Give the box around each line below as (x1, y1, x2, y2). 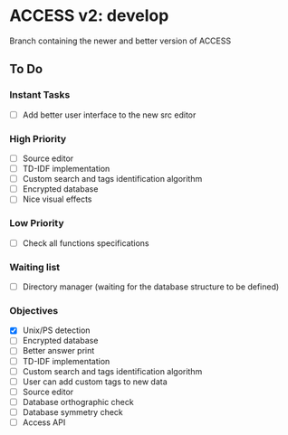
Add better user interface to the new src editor (22, 109, 197, 120)
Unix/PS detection (22, 325, 91, 336)
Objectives (9, 304, 59, 317)
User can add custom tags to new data (22, 376, 168, 387)
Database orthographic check (22, 396, 134, 407)
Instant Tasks (9, 89, 71, 101)
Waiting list (9, 260, 61, 273)
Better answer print (22, 345, 95, 356)
